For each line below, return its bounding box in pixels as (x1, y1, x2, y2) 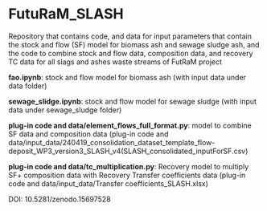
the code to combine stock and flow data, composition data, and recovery (8, 48, 253, 58)
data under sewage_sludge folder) (8, 105, 122, 115)
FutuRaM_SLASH (8, 5, 124, 23)
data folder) (8, 81, 47, 91)
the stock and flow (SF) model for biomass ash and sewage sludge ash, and (8, 39, 260, 49)
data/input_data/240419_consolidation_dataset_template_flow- (8, 137, 216, 147)
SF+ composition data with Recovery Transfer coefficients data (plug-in (8, 170, 246, 180)
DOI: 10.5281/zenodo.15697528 (8, 194, 111, 204)
